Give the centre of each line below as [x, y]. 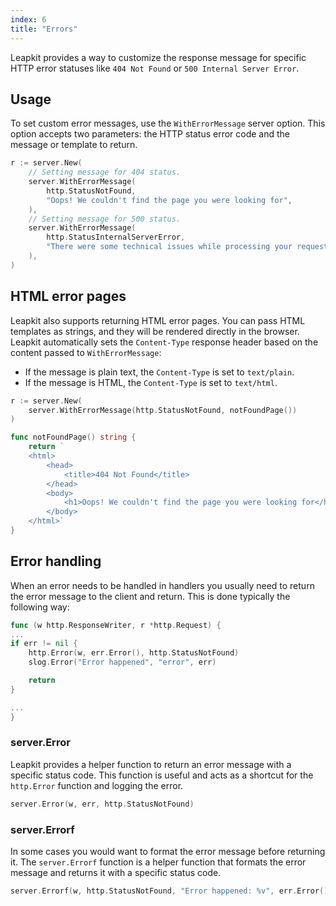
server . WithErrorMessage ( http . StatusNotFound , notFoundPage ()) [163, 410]
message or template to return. [74, 145]
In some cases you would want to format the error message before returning [168, 852]
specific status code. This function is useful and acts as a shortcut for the [162, 775]
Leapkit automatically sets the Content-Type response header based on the [164, 342]
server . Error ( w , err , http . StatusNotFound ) [102, 804]
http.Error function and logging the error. [97, 785]
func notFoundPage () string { [73, 437]
